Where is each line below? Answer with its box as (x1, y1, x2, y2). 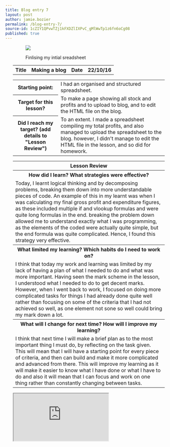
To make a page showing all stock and (60, 95, 151, 102)
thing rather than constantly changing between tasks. (15, 380, 142, 386)
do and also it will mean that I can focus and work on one (15, 373, 151, 380)
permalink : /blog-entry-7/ (5, 21, 62, 27)
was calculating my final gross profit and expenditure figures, (15, 199, 161, 205)
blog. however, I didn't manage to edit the (60, 135, 159, 142)
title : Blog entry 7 (5, 7, 49, 13)
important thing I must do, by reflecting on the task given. (15, 341, 151, 348)
